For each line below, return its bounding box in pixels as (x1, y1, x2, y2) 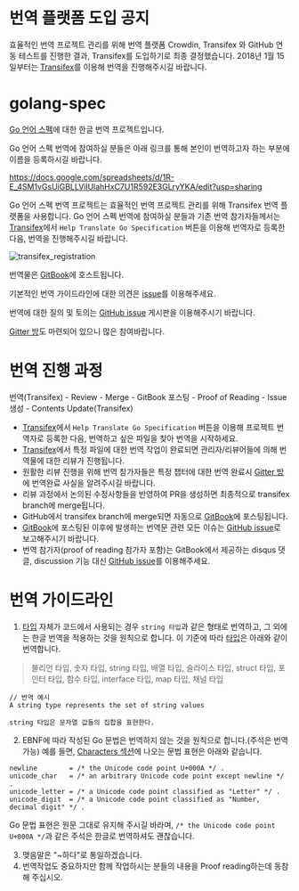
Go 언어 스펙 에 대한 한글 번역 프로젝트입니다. (9, 124, 165, 135)
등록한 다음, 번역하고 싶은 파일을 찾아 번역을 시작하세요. (45, 433, 238, 444)
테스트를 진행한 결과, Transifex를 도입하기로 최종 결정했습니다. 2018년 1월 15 (18, 50, 285, 61)
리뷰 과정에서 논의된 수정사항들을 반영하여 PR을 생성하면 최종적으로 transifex (21, 488, 290, 499)
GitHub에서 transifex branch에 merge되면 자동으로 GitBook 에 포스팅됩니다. (21, 511, 288, 521)
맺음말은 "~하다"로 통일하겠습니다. (21, 849, 142, 860)
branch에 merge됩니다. (21, 500, 105, 511)
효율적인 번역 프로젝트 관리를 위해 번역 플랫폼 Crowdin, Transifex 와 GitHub (9, 39, 274, 50)
